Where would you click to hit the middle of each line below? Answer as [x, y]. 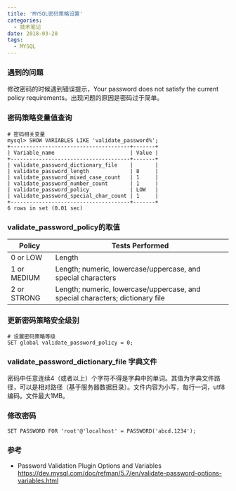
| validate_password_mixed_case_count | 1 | [83, 177]
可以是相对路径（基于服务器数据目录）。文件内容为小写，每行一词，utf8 [122, 387]
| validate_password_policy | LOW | [83, 190]
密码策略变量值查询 [40, 118]
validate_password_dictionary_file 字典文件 [82, 362]
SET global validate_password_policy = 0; [70, 343]
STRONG [26, 298]
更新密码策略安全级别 [43, 320]
